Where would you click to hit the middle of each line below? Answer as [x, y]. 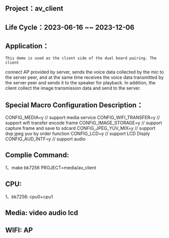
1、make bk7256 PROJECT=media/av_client [51, 168]
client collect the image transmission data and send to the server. [73, 88]
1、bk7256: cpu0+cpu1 [29, 197]
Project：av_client [34, 9]
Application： [27, 46]
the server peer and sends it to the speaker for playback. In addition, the [80, 82]
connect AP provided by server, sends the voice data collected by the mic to [84, 72]
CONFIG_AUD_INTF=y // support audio [45, 139]
